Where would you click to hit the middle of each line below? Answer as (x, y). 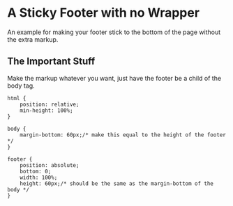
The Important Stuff (51, 62)
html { (17, 98)
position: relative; (50, 104)
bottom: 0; (36, 171)
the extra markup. (33, 39)
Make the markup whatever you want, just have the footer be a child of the (114, 78)
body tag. (21, 86)
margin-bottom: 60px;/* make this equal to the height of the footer (123, 135)
